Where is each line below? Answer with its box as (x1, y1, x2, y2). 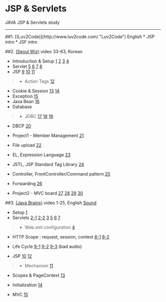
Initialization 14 (12, 282, 43, 288)
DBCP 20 (12, 122, 31, 129)
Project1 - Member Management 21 (12, 132, 84, 138)
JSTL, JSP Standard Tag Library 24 (12, 161, 84, 167)
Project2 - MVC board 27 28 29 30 (12, 190, 83, 196)
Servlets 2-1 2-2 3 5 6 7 (12, 214, 61, 221)
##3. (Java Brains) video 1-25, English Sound (5, 199, 97, 206)
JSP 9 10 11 (12, 68, 36, 74)
